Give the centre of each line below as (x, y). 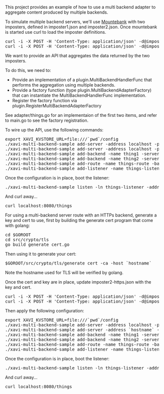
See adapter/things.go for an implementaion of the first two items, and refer (81, 115)
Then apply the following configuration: (45, 311)
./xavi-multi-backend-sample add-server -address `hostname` (80, 330)
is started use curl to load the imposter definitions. (56, 32)
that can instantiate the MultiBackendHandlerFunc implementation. (79, 95)
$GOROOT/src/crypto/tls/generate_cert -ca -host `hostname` (79, 263)
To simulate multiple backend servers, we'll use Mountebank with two (75, 22)
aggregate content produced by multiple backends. (57, 12)
